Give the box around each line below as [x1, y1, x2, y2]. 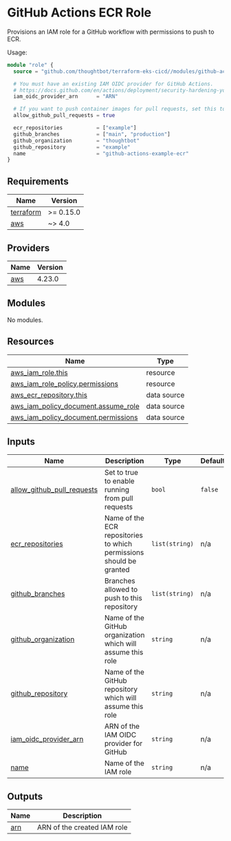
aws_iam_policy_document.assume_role [10, 401, 140, 411]
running [104, 485, 129, 495]
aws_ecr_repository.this [10, 390, 88, 400]
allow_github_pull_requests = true [13, 112, 115, 119]
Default [200, 456, 225, 466]
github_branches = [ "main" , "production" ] [13, 131, 170, 138]
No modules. [7, 315, 43, 324]
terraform [10, 208, 42, 217]
